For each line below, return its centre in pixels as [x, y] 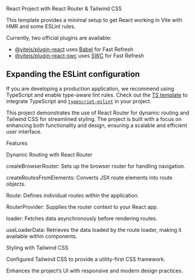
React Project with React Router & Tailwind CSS [64, 9]
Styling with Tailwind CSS [37, 247]
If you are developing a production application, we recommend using [90, 88]
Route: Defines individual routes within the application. [73, 195]
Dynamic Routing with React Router [49, 154]
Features [17, 143]
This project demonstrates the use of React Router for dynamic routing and [98, 113]
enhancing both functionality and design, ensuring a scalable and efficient [97, 125]
